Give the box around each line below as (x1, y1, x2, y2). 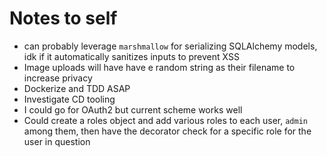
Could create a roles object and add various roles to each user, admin (23, 114, 308, 126)
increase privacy (23, 72, 93, 84)
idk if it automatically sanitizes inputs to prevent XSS (23, 50, 240, 62)
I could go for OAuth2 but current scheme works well (23, 103, 243, 116)
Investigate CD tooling (23, 93, 116, 105)
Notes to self (9, 7, 118, 30)
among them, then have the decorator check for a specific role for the (23, 125, 312, 137)
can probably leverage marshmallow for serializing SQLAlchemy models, (23, 40, 318, 52)
